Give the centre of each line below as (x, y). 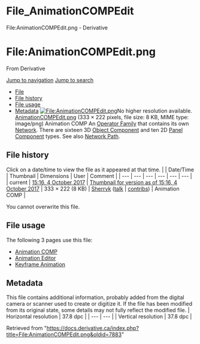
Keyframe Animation (40, 264)
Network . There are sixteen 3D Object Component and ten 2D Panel (99, 129)
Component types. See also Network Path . (67, 136)
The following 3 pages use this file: (49, 240)
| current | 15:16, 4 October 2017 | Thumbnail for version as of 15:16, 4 (92, 182)
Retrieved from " (26, 328)
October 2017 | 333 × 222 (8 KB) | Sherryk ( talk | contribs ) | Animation (93, 188)
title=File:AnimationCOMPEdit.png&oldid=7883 (64, 334)
